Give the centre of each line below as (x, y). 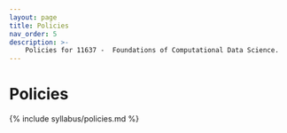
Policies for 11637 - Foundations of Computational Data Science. (152, 51)
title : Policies (39, 26)
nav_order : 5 (33, 34)
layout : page (33, 17)
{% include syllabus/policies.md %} (74, 119)
